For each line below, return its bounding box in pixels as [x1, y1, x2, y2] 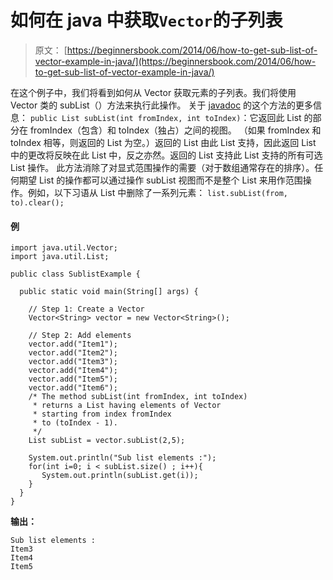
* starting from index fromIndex [32, 409, 172, 420]
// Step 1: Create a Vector [28, 304, 145, 315]
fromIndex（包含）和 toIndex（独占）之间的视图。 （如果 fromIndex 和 [29, 124, 322, 136]
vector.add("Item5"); [28, 374, 118, 385]
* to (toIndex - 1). [32, 418, 118, 428]
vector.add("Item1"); [28, 339, 118, 350]
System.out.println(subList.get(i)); [41, 471, 199, 481]
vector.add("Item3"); [28, 357, 118, 367]
